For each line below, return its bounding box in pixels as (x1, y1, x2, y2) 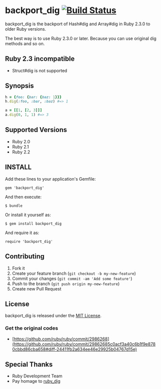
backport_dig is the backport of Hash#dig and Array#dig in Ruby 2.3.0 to (5, 21, 150, 27)
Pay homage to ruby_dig (12, 378, 61, 384)
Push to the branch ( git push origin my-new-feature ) (12, 281, 120, 287)
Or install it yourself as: (5, 212, 51, 218)
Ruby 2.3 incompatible (5, 55, 75, 63)
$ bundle (5, 203, 23, 208)
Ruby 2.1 (12, 144, 29, 150)
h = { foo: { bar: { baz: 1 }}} (5, 95, 62, 100)
